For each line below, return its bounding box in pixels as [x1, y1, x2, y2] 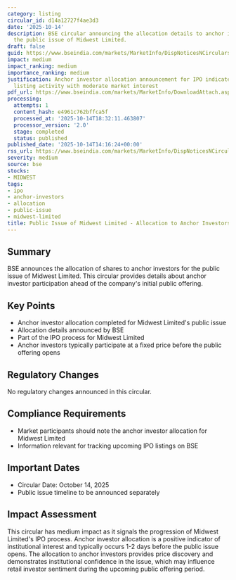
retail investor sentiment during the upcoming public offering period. [7, 565, 205, 573]
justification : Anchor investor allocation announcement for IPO [7, 75, 202, 83]
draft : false [7, 43, 46, 50]
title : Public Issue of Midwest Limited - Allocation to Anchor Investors [7, 220, 231, 227]
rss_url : [7, 148, 33, 155]
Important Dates [7, 462, 80, 474]
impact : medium [7, 56, 52, 63]
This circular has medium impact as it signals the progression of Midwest [7, 527, 219, 536]
